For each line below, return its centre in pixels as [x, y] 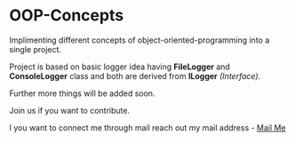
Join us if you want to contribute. [70, 110]
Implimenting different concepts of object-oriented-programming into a [140, 40]
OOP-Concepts [67, 16]
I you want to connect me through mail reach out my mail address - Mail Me [147, 127]
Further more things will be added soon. [82, 93]
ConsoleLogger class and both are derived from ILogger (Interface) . [135, 75]
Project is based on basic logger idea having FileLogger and [120, 67]
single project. [36, 49]
